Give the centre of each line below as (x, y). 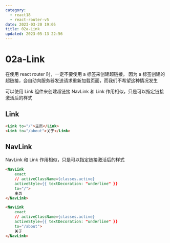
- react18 (20, 15)
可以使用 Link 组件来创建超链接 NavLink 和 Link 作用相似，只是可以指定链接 (85, 91)
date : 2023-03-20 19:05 (31, 24)
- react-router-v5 (30, 19)
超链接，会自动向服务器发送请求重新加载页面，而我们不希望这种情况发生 (81, 80)
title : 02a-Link (23, 29)
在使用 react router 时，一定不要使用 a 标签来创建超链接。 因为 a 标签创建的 (85, 74)
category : (16, 10)
